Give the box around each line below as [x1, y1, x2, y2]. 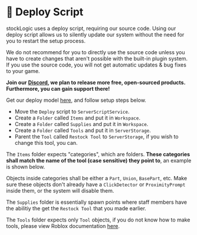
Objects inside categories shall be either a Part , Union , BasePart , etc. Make [6, 174, 188, 181]
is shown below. [6, 163, 45, 170]
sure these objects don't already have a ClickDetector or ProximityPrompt [6, 181, 186, 188]
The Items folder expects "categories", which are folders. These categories [6, 150, 191, 158]
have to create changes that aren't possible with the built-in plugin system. [6, 55, 188, 62]
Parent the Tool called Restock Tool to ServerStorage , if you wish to [14, 133, 179, 140]
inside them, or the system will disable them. [6, 187, 114, 194]
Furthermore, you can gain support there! [6, 85, 110, 92]
